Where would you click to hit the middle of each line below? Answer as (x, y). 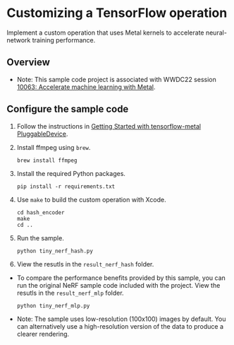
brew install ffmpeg (47, 160)
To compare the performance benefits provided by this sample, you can (121, 278)
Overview (29, 63)
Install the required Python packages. (71, 173)
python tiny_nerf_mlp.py (53, 305)
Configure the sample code (68, 109)
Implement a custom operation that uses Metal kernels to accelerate (105, 33)
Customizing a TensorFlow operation (117, 13)
